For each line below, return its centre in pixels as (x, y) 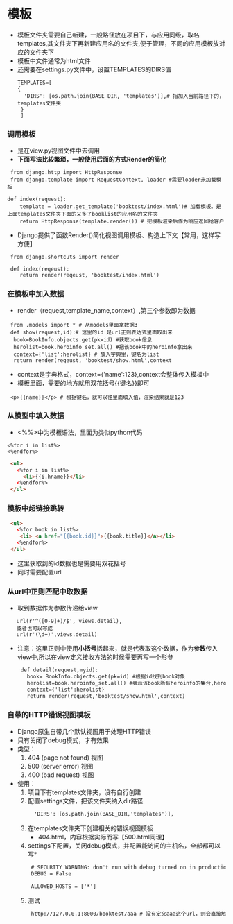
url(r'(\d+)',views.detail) (57, 635)
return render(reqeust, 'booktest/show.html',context (93, 360)
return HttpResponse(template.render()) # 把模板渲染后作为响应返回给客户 (122, 222)
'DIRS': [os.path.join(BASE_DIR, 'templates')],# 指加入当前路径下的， (124, 96)
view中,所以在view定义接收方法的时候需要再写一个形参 (95, 657)
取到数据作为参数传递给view (58, 608)
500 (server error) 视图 (60, 766)
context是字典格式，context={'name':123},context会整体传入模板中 (113, 374)
